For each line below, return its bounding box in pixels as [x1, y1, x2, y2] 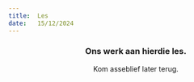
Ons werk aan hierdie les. [84, 46, 188, 57]
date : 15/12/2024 [8, 19, 74, 27]
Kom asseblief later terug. [92, 64, 179, 73]
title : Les [8, 11, 48, 20]
